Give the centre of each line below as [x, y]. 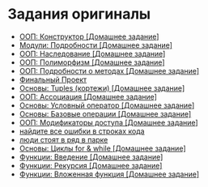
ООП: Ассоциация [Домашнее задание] [88, 96]
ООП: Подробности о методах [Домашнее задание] [109, 70]
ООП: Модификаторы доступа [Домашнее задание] [109, 122]
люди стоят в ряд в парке [64, 139]
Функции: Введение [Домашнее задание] [91, 157]
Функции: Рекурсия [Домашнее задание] [91, 165]
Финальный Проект [53, 79]
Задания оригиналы [79, 14]
